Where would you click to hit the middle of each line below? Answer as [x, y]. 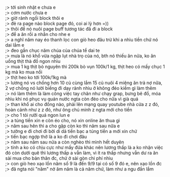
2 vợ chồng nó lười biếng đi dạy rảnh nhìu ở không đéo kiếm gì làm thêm [81, 88]
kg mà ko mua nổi [24, 72]
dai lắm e [15, 45]
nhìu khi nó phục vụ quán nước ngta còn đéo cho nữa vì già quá [72, 99]
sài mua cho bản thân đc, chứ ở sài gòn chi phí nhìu [59, 158]
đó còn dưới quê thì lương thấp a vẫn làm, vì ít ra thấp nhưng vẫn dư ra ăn [82, 153]
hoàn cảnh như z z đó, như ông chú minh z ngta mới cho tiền [69, 110]
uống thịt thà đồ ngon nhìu [33, 61]
